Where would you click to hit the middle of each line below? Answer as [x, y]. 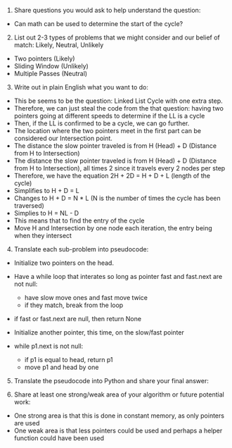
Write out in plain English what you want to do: [81, 87]
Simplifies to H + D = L [46, 191]
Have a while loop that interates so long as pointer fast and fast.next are [118, 276]
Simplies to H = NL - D [46, 213]
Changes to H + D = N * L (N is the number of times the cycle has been [117, 198]
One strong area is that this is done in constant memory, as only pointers [119, 416]
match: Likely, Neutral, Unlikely [59, 45]
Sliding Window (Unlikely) [51, 66]
